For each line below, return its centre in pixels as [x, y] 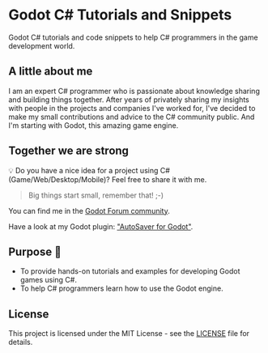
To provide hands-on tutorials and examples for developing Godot [130, 271]
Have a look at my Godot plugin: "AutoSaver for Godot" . [101, 226]
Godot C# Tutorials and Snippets [120, 15]
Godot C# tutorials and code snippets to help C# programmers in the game [133, 37]
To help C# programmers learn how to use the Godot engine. [122, 288]
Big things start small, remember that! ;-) [96, 195]
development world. [42, 45]
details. [21, 342]
